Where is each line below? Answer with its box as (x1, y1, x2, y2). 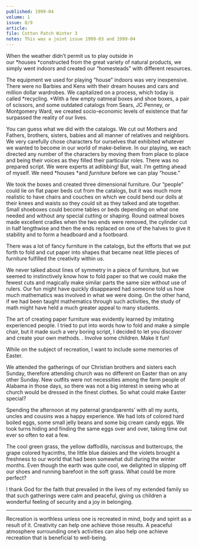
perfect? (6, 474, 27, 481)
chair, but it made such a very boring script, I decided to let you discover (6, 328, 183, 335)
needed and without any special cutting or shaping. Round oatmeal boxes (6, 212, 184, 219)
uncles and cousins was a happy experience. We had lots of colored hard (6, 413, 184, 419)
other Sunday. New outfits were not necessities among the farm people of (6, 376, 186, 383)
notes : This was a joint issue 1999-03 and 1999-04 (6, 36, 136, 42)
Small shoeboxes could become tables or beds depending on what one (6, 206, 179, 213)
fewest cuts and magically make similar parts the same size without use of (6, 279, 187, 286)
